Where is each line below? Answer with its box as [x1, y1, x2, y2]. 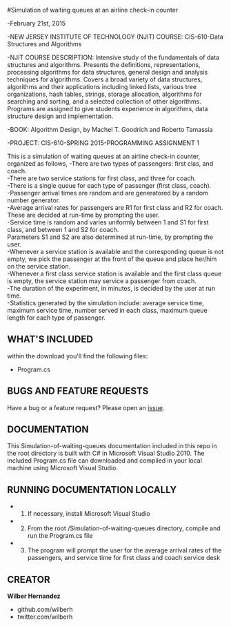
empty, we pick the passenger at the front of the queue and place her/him [7, 255, 217, 263]
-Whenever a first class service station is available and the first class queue [7, 269, 222, 278]
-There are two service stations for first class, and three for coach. [7, 174, 197, 182]
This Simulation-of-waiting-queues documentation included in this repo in [7, 442, 217, 450]
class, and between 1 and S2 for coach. [7, 226, 119, 233]
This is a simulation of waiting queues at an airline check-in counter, [7, 152, 201, 160]
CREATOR [7, 573, 50, 586]
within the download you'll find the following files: [7, 351, 148, 360]
